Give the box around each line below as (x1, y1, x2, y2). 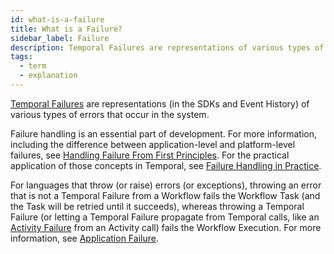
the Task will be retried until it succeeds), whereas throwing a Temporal (10, 200, 305, 212)
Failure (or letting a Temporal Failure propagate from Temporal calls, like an (10, 211, 320, 223)
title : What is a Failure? (10, 24, 123, 34)
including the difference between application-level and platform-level (10, 138, 296, 150)
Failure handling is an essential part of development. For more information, (10, 127, 317, 140)
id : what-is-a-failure (10, 14, 105, 25)
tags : (10, 52, 33, 62)
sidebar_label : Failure (10, 33, 110, 43)
